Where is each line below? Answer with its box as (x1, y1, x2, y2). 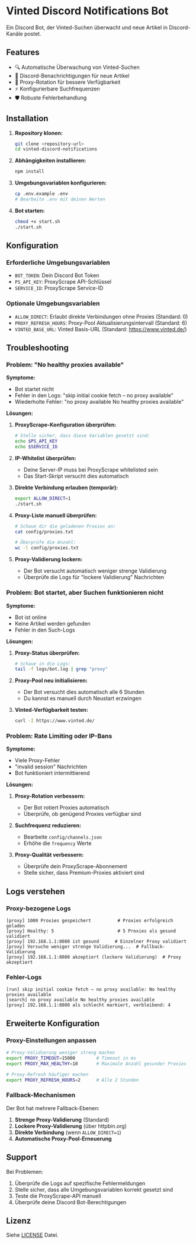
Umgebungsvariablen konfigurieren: (14, 180, 107, 187)
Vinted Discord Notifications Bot (6, 4, 169, 18)
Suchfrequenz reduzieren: (14, 822, 82, 829)
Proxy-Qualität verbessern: (14, 852, 84, 859)
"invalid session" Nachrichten (14, 763, 88, 771)
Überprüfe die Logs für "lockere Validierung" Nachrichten (23, 574, 165, 581)
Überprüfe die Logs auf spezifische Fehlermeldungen (14, 1179, 146, 1187)
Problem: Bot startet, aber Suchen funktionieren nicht (6, 589, 164, 597)
